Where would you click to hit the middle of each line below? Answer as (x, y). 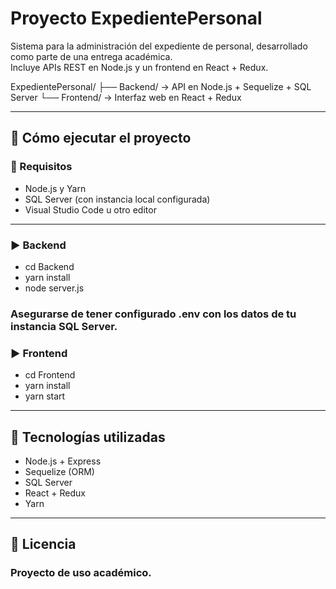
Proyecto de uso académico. (81, 573)
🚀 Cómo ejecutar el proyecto (101, 138)
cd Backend (49, 266)
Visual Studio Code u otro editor (90, 209)
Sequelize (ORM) (59, 471)
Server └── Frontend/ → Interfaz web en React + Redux (126, 97)
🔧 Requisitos (41, 167)
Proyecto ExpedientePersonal (136, 18)
